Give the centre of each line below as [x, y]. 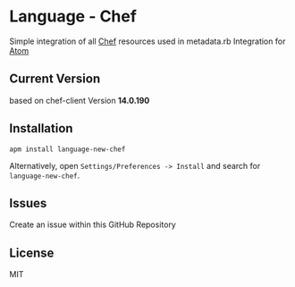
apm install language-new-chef [67, 149]
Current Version [55, 79]
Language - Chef [73, 17]
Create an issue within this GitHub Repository [93, 224]
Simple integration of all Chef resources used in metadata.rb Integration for [147, 41]
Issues [28, 203]
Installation [41, 128]
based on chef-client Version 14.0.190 [80, 100]
